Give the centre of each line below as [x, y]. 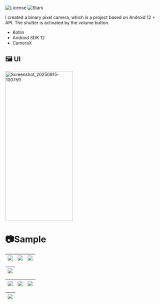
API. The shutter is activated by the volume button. [57, 23]
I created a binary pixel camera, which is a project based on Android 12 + [80, 17]
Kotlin [18, 32]
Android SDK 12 [28, 38]
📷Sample [26, 239]
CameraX [22, 43]
